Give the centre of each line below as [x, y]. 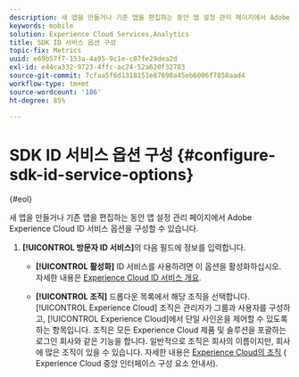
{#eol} [21, 199]
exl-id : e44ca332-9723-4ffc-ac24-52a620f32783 [97, 68]
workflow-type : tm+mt [50, 84]
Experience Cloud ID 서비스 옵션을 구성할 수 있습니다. [104, 229]
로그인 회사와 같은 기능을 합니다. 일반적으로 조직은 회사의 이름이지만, [154, 341]
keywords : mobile [42, 26]
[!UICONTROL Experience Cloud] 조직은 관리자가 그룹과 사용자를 [151, 307]
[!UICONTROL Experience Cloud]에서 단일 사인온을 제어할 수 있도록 [168, 319]
